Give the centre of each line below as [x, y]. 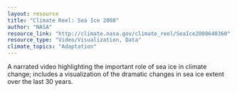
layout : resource [33, 14]
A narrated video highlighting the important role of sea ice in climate [107, 67]
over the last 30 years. [40, 81]
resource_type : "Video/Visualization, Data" [74, 40]
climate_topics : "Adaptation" [52, 46]
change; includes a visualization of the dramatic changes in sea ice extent [116, 74]
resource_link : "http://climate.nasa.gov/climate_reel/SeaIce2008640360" [119, 33]
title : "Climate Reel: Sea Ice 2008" [63, 20]
